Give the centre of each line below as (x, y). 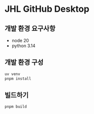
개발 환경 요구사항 (30, 28)
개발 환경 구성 (24, 62)
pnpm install (18, 79)
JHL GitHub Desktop (47, 9)
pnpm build (16, 107)
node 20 (20, 41)
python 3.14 (23, 46)
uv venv (13, 74)
